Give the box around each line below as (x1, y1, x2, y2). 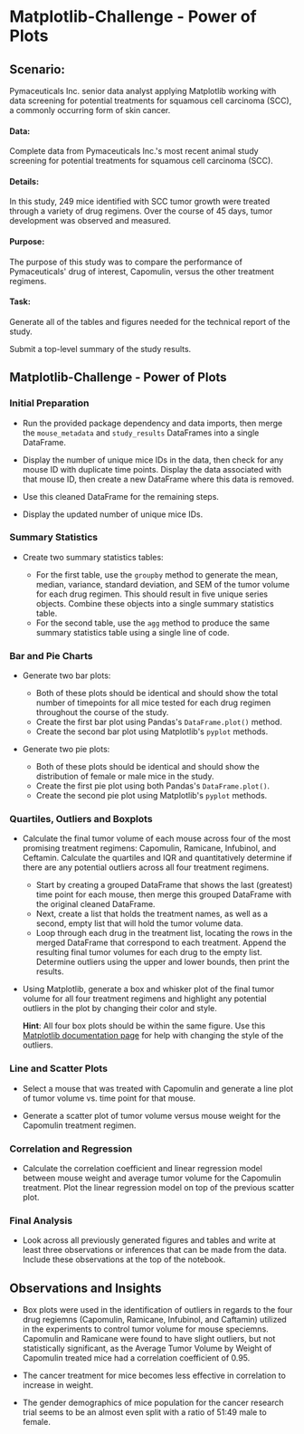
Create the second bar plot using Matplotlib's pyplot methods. (35, 726, 269, 737)
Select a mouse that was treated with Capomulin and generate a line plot (22, 1083, 294, 1094)
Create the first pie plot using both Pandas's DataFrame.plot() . (35, 780, 270, 791)
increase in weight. (22, 1380, 93, 1391)
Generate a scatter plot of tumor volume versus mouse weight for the (22, 1110, 281, 1121)
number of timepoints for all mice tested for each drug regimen (35, 697, 271, 708)
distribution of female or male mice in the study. (35, 771, 214, 782)
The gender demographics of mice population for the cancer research (22, 1397, 284, 1409)
